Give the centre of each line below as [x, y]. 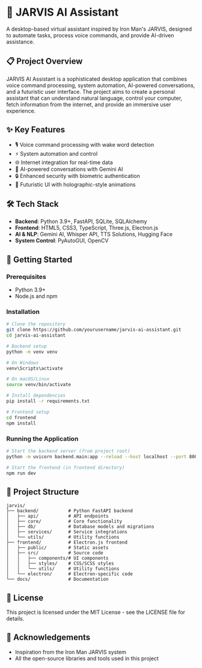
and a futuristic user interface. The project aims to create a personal [91, 91]
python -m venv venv [32, 352]
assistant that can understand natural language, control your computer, [94, 98]
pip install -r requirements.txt [48, 401]
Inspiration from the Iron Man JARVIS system [70, 652]
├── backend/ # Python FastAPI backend [70, 511]
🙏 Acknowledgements [48, 638]
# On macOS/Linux [28, 379]
